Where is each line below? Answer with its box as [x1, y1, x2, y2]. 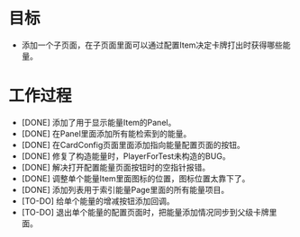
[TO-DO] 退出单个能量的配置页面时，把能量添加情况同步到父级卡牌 [21, 206, 269, 217]
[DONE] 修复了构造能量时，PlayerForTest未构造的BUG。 [21, 150, 231, 162]
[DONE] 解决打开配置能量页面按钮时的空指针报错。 [21, 162, 211, 172]
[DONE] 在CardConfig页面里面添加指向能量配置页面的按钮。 [21, 139, 245, 150]
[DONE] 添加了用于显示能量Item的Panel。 [21, 117, 177, 127]
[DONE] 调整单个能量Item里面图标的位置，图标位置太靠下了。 [21, 172, 250, 184]
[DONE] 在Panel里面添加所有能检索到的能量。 [21, 127, 192, 139]
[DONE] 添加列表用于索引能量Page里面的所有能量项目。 [21, 184, 230, 195]
